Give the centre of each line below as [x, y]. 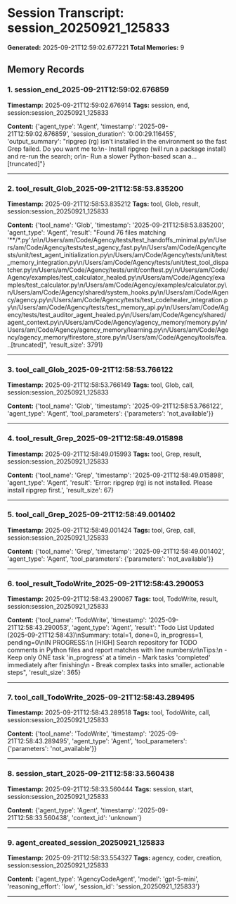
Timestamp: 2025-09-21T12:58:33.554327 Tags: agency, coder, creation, [115, 858]
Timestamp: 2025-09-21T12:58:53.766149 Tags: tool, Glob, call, [101, 385]
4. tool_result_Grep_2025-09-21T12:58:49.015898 [96, 438]
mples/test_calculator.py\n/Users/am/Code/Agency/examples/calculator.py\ [117, 285]
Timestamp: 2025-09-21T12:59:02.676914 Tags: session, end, [98, 105]
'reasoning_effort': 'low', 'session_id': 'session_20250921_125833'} [104, 886]
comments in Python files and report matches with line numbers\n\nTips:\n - [117, 650]
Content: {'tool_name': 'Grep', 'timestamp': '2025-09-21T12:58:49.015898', [116, 475]
